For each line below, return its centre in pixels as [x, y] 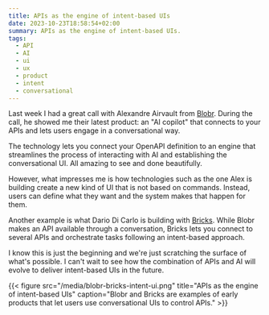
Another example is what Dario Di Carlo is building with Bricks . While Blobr [132, 220]
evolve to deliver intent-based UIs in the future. [86, 270]
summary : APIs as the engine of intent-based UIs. [95, 31]
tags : [17, 38]
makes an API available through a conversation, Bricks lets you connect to [130, 229]
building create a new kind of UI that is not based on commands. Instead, [129, 188]
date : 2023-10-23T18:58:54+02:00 [64, 23]
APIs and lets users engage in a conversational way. [94, 131]
